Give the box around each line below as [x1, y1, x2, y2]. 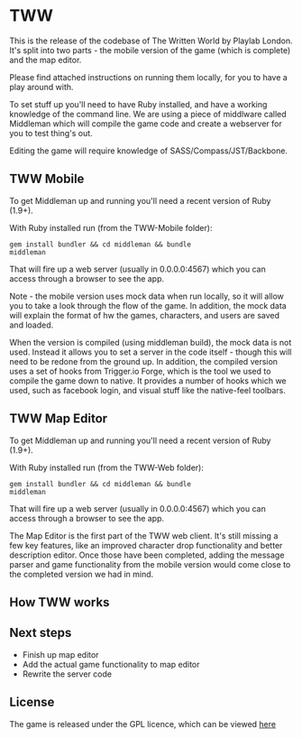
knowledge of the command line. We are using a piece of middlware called [9, 108, 287, 119]
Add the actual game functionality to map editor [22, 659, 200, 669]
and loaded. [9, 319, 54, 330]
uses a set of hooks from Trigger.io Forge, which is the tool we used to [9, 365, 271, 376]
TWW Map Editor [9, 411, 108, 427]
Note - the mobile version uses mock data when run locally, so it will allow [9, 291, 284, 301]
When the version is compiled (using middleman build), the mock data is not [9, 337, 292, 347]
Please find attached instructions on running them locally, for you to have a [9, 71, 288, 82]
